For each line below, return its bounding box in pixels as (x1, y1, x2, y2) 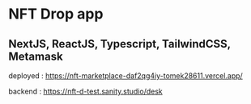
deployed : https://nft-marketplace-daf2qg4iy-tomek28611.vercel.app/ (8, 71, 243, 81)
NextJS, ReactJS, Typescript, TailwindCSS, (8, 37, 231, 51)
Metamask (8, 49, 63, 63)
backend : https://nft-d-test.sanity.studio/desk (8, 86, 164, 96)
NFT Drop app (8, 5, 104, 23)
